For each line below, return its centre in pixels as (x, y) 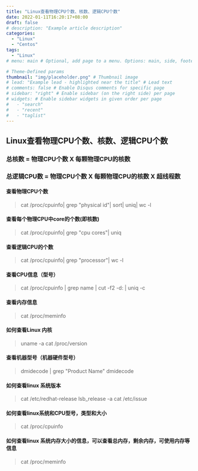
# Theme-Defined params (35, 71)
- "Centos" (25, 45)
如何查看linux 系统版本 (34, 385)
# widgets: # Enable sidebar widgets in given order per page (84, 99)
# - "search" (25, 104)
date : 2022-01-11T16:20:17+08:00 (47, 17)
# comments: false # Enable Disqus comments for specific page (85, 88)
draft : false (22, 22)
